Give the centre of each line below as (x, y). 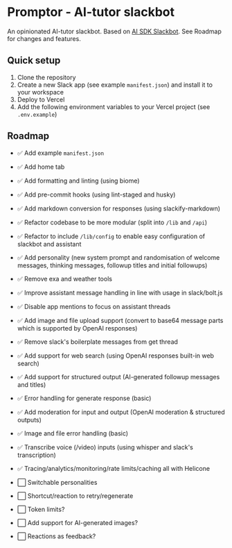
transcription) (37, 455)
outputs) (29, 420)
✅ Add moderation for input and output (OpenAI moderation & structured (121, 412)
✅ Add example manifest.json (61, 153)
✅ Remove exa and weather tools (65, 279)
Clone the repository (46, 77)
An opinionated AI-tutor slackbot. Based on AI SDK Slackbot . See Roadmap (114, 31)
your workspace (41, 92)
